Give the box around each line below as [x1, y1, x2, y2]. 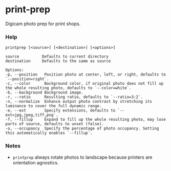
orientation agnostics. [12, 159, 59, 165]
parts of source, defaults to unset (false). [5, 122, 104, 127]
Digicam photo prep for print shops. [5, 21, 81, 27]
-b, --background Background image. [5, 90, 83, 96]
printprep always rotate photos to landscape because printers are [12, 154, 153, 160]
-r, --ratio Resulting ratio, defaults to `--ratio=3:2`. [5, 94, 143, 100]
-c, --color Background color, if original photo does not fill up [5, 81, 164, 86]
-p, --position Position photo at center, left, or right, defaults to [5, 72, 166, 78]
